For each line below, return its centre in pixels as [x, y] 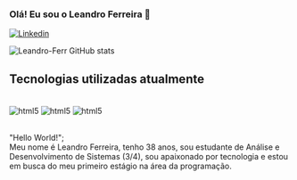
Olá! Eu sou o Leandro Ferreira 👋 [80, 14]
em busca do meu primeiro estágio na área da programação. [120, 166]
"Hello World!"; [37, 137]
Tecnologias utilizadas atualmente [107, 79]
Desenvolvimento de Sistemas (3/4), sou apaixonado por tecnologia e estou [148, 156]
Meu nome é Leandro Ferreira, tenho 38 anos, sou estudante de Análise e [144, 147]
